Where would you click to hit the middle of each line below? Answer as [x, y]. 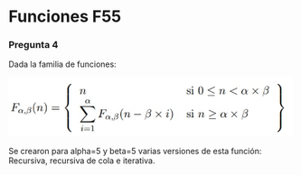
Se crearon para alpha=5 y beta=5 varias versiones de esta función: [135, 152]
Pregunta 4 [33, 45]
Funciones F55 [65, 17]
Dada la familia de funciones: [62, 64]
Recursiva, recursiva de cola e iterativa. [82, 161]
